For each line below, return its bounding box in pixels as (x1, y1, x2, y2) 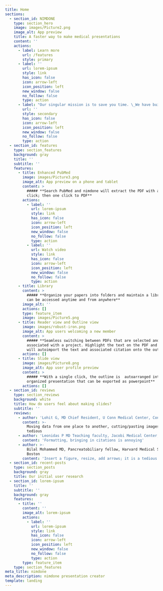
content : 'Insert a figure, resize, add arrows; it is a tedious (22, 456, 158, 461)
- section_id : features (9, 143, 57, 148)
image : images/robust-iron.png (22, 325, 86, 330)
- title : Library (17, 284, 53, 289)
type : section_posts (14, 465, 55, 470)
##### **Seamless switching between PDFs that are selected (26, 338, 151, 343)
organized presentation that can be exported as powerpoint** (26, 379, 155, 384)
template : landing (5, 578, 42, 583)
